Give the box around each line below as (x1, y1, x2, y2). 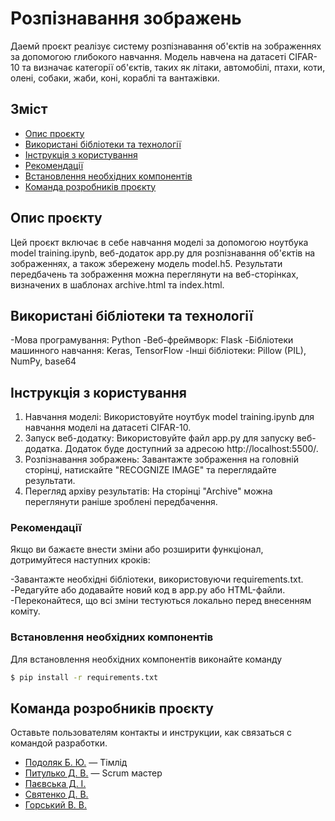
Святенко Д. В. (24, 788, 89, 801)
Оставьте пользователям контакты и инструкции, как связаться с (10, 727, 293, 739)
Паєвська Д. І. (24, 778, 87, 790)
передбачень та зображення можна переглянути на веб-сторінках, (10, 268, 299, 280)
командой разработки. (10, 737, 108, 749)
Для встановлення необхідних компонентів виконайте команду (10, 653, 283, 665)
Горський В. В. (24, 799, 87, 811)
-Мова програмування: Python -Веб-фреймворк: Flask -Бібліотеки (10, 334, 294, 346)
